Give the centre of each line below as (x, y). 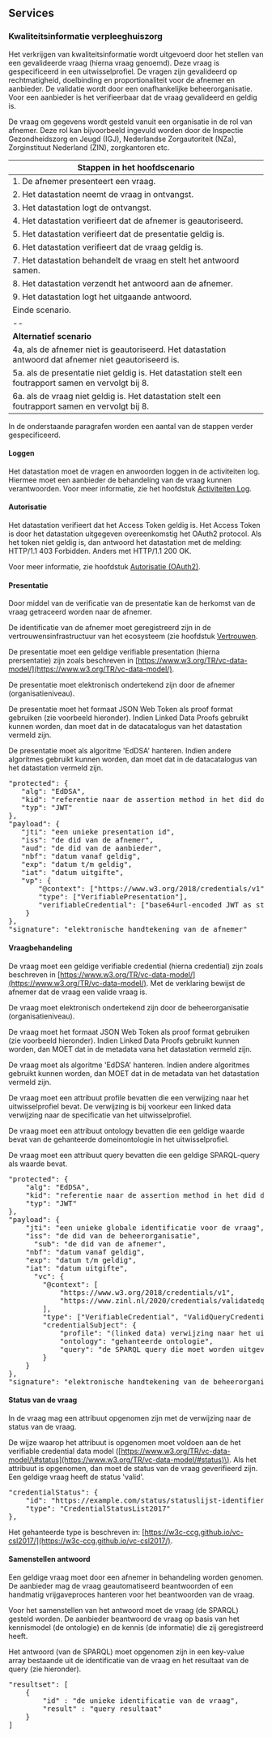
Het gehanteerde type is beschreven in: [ (76, 1532)
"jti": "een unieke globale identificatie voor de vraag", (145, 1227)
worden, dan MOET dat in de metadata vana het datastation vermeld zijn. (130, 1049)
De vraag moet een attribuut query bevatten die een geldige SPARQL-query (134, 1155)
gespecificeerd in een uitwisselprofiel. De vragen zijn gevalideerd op (123, 71)
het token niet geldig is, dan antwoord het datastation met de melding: (125, 543)
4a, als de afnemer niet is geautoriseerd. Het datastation (119, 350)
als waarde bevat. (38, 1164)
